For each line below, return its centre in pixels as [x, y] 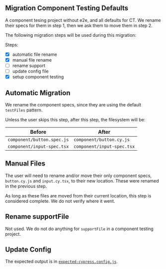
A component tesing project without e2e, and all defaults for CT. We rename [83, 20]
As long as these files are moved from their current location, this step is [78, 195]
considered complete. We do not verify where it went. [60, 201]
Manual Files [25, 164]
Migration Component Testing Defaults [67, 8]
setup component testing [38, 77]
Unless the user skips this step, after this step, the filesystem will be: [75, 119]
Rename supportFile [37, 217]
